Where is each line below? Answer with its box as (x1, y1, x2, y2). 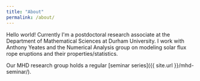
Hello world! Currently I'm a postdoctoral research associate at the (6, 31, 171, 38)
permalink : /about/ (6, 14, 55, 20)
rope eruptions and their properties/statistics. (6, 50, 119, 57)
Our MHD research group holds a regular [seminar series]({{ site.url (6, 61, 173, 69)
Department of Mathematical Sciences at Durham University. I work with (6, 37, 184, 44)
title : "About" (6, 8, 44, 15)
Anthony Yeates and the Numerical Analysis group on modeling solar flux (6, 43, 187, 51)
